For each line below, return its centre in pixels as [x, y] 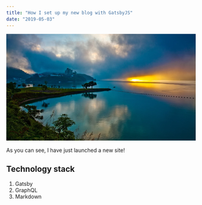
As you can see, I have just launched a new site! [66, 150]
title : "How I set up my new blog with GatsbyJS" [70, 13]
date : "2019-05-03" [31, 19]
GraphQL [26, 190]
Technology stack [41, 169]
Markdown [28, 197]
